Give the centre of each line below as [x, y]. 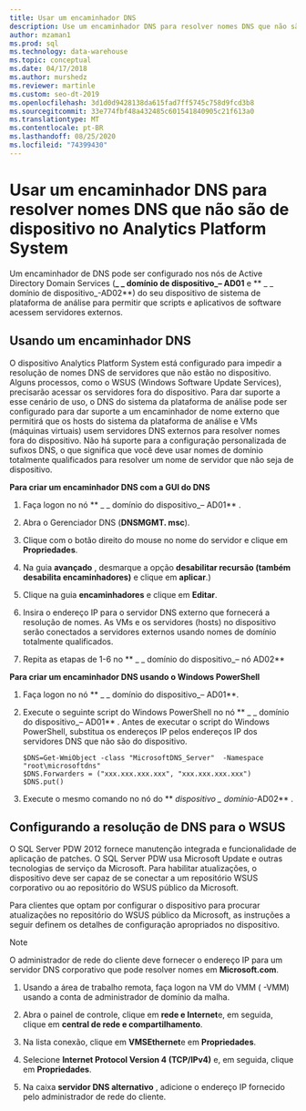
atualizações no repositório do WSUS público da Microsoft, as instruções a [150, 915]
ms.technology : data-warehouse [69, 52]
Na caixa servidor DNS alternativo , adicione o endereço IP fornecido [153, 1087]
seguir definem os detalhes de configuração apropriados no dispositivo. [145, 925]
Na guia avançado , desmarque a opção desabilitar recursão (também [157, 567]
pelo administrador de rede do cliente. [94, 1097]
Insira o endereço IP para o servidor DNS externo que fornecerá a [146, 612]
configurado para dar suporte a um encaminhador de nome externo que [145, 411]
